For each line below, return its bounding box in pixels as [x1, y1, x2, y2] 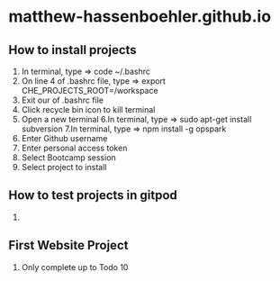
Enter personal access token [21, 142, 128, 153]
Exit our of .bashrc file [21, 95, 104, 105]
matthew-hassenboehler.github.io [8, 6, 272, 27]
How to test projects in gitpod [8, 187, 177, 204]
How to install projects [8, 42, 137, 58]
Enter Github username [21, 133, 108, 143]
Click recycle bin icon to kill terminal [21, 104, 156, 114]
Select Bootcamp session [21, 152, 116, 163]
